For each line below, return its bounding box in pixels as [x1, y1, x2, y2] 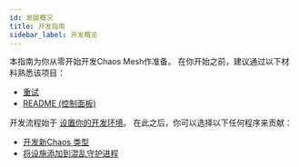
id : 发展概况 [9, 13, 54, 23]
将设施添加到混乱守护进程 [22, 148, 119, 159]
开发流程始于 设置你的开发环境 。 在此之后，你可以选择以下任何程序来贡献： [9, 117, 293, 128]
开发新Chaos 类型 [22, 137, 89, 148]
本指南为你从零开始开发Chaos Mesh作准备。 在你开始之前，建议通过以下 [9, 56, 282, 67]
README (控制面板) [22, 98, 97, 109]
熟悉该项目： [16, 67, 65, 78]
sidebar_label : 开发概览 [9, 30, 98, 39]
